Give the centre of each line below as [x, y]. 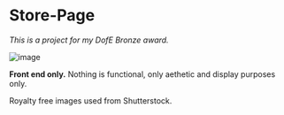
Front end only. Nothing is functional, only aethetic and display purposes [142, 74]
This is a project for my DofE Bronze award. [89, 40]
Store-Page [52, 15]
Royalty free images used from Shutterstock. [91, 100]
